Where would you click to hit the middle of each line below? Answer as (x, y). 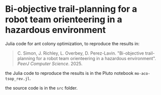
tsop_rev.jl (17, 79)
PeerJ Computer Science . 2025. (50, 63)
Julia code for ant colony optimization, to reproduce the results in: (72, 43)
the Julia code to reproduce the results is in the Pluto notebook (69, 73)
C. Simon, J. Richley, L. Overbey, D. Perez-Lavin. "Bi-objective (80, 53)
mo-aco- (142, 73)
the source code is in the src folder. (41, 88)
